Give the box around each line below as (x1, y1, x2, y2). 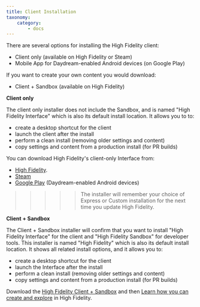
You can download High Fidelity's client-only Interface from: (6, 155, 154, 162)
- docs (28, 25, 44, 32)
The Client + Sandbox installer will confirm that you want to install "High (6, 227, 184, 234)
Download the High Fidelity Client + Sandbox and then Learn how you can (6, 288, 189, 295)
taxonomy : (6, 14, 31, 20)
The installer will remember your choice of (80, 191, 185, 198)
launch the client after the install (14, 130, 95, 138)
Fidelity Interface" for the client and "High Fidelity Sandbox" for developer (6, 233, 189, 240)
